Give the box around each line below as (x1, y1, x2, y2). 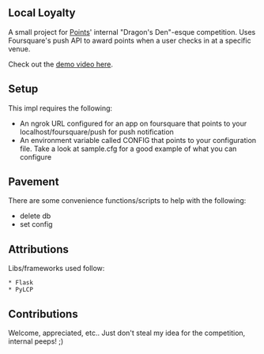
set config (19, 220, 53, 229)
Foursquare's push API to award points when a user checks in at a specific (8, 36, 251, 45)
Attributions (8, 243, 70, 256)
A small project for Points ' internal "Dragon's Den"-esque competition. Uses (8, 27, 256, 36)
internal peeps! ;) (8, 337, 64, 346)
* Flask (8, 279, 34, 287)
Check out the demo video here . (8, 59, 113, 69)
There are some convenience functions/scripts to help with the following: (8, 196, 247, 205)
